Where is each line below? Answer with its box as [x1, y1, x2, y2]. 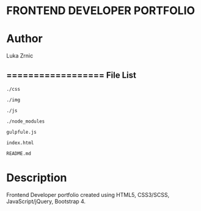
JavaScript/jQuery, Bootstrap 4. [6, 198, 86, 205]
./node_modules [6, 118, 45, 125]
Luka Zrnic [6, 52, 34, 59]
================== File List [6, 70, 136, 80]
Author [6, 32, 43, 46]
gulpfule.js [6, 129, 37, 135]
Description [6, 171, 67, 185]
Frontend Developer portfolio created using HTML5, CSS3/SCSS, [6, 191, 170, 198]
